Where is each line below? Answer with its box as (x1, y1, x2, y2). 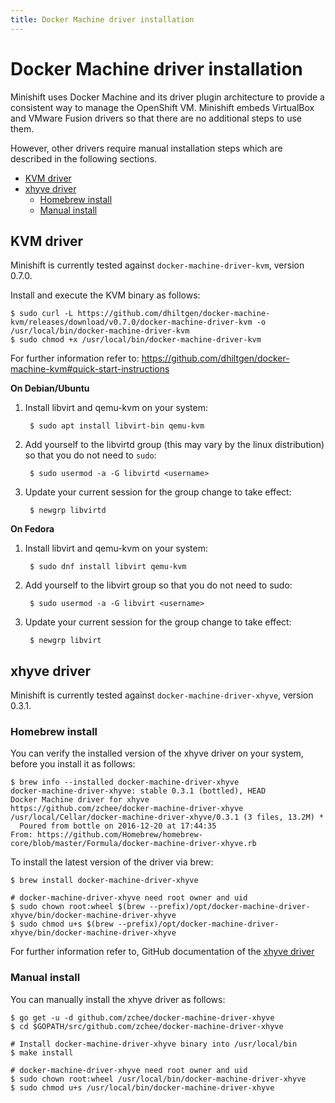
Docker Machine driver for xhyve (10, 795, 150, 805)
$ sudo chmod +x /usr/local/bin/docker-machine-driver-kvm (10, 335, 262, 345)
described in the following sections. (10, 152, 158, 165)
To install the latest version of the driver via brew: (10, 856, 214, 868)
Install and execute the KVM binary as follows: (10, 289, 201, 301)
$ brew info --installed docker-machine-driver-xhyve (10, 777, 240, 788)
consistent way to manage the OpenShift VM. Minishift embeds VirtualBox (10, 101, 315, 113)
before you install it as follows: (10, 758, 136, 770)
